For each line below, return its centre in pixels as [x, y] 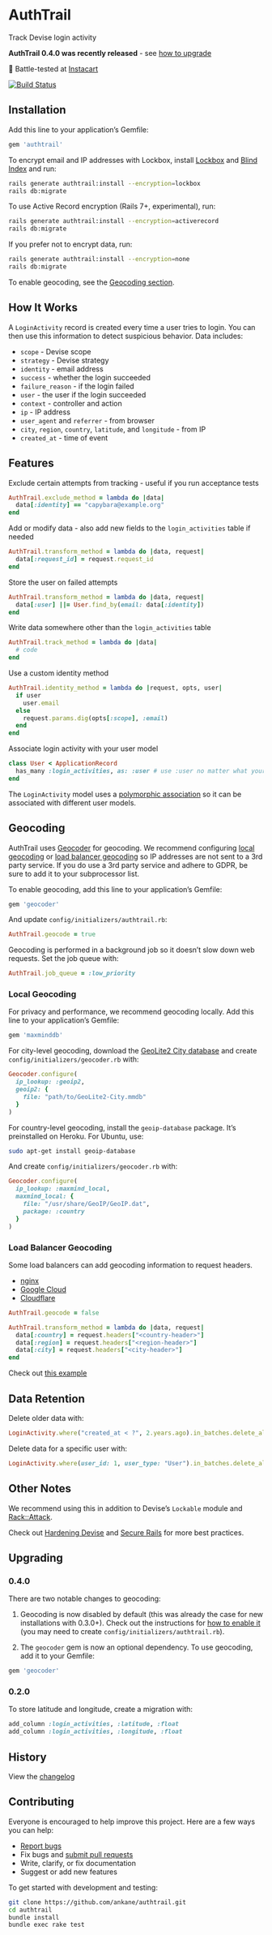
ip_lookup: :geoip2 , [50, 1082]
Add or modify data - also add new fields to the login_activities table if [130, 528]
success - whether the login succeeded [85, 377]
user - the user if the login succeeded [83, 394]
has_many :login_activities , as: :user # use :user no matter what [132, 771]
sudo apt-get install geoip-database [72, 1151]
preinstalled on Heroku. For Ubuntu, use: [76, 1136]
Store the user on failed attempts [63, 582]
